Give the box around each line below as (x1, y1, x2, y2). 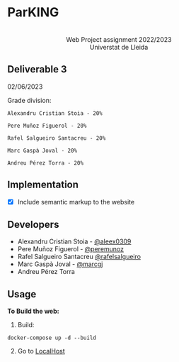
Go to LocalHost (17, 347, 65, 356)
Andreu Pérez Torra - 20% (7, 159, 83, 167)
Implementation (7, 179, 79, 191)
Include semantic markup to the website (17, 197, 135, 206)
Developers (7, 219, 59, 231)
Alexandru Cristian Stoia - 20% (7, 109, 103, 117)
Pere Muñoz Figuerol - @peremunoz (17, 245, 125, 253)
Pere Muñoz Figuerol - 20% (7, 122, 87, 129)
